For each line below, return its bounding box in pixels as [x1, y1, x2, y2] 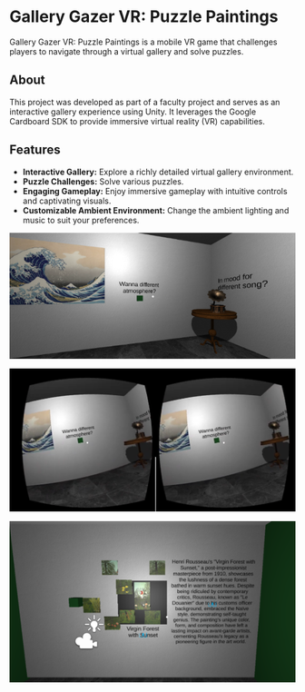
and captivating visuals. [22, 195, 112, 206]
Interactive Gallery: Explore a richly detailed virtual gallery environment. [22, 166, 294, 177]
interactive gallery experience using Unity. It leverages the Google [9, 106, 257, 117]
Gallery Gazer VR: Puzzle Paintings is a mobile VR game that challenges [9, 36, 278, 47]
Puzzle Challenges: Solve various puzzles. [22, 175, 184, 187]
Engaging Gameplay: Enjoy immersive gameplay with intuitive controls [22, 185, 288, 196]
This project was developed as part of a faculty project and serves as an [9, 96, 280, 107]
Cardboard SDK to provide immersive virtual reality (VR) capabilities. [9, 115, 266, 126]
